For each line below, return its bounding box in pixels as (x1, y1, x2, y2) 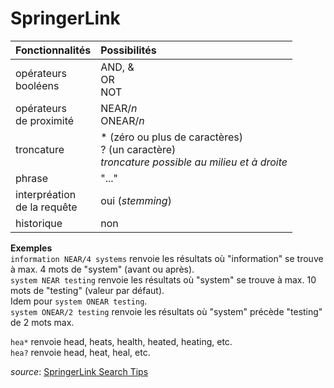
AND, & (100, 60, 135, 74)
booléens (15, 78, 60, 92)
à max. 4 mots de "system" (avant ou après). (10, 263, 195, 275)
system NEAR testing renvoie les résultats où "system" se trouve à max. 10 (10, 273, 317, 286)
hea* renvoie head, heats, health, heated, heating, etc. (10, 335, 233, 347)
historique (15, 216, 63, 230)
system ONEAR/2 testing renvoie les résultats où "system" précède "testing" (10, 305, 323, 317)
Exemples (10, 242, 53, 254)
